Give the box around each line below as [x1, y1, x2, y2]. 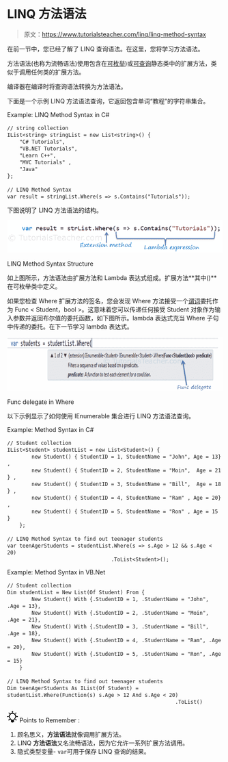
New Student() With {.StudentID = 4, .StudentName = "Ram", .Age [31, 637, 222, 644]
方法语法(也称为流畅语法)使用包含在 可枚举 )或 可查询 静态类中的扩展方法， [7, 59, 212, 67]
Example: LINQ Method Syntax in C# [7, 110, 110, 118]
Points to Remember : [19, 716, 81, 724]
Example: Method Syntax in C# [7, 425, 94, 433]
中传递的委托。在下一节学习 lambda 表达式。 [7, 322, 133, 331]
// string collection [7, 125, 69, 131]
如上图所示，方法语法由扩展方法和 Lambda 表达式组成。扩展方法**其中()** [7, 274, 217, 282]
